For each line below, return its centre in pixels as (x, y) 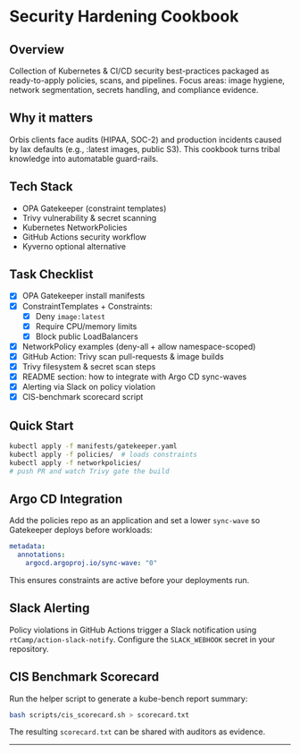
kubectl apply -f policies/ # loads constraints (104, 454)
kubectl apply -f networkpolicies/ (75, 462)
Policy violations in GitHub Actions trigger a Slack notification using (133, 630)
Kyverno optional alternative (74, 246)
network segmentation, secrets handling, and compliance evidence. (134, 90)
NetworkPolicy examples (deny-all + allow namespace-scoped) (139, 346)
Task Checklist (51, 275)
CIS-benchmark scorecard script (83, 397)
